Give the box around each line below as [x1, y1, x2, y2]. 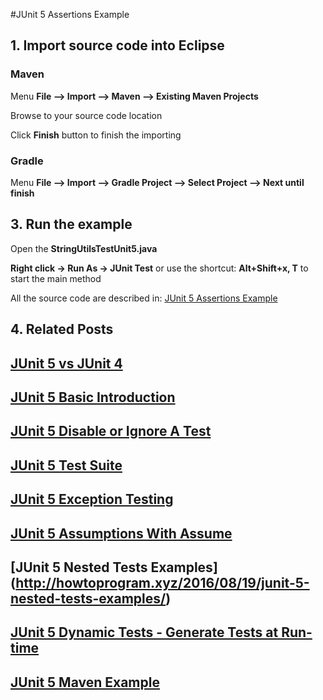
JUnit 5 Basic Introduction [10, 389, 176, 406]
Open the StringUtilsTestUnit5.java [10, 242, 158, 254]
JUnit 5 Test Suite [10, 457, 123, 474]
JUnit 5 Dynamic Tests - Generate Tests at [10, 624, 279, 641]
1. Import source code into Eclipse [10, 37, 225, 54]
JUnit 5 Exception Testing [10, 491, 174, 508]
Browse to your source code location [10, 109, 163, 121]
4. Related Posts [10, 321, 114, 338]
